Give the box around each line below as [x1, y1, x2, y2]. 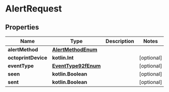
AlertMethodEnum [52, 46, 98, 53]
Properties [5, 23, 39, 31]
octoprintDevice [8, 54, 48, 61]
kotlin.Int [52, 54, 74, 61]
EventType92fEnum [52, 62, 101, 69]
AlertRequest [5, 3, 62, 14]
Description [105, 38, 134, 44]
